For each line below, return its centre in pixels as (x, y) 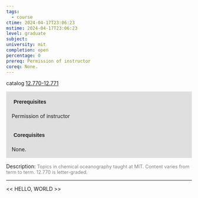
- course (22, 17)
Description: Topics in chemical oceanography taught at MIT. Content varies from (98, 167)
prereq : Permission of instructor (49, 61)
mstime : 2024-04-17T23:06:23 (42, 28)
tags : (13, 12)
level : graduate (26, 34)
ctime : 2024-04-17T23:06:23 (41, 22)
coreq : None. (22, 66)
